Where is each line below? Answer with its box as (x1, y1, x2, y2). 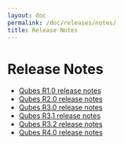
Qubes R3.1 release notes (18, 111, 101, 120)
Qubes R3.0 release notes (18, 103, 103, 113)
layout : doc (7, 11, 46, 20)
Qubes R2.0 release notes (18, 94, 103, 104)
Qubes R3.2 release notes (18, 120, 103, 129)
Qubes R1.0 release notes (18, 86, 101, 95)
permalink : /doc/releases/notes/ (7, 19, 117, 27)
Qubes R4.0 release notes (18, 127, 103, 138)
